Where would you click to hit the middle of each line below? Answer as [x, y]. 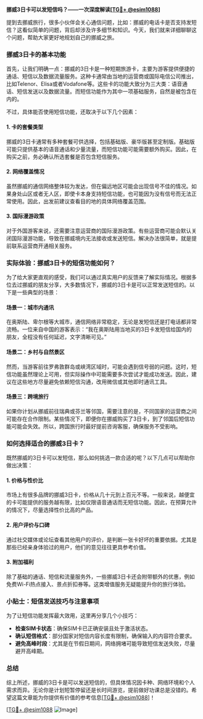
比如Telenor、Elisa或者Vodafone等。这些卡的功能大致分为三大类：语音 [94, 84]
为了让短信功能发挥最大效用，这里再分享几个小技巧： [72, 616]
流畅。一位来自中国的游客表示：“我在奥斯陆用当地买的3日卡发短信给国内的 [99, 329]
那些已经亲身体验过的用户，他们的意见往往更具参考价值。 [78, 547]
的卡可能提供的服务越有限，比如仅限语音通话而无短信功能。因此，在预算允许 [101, 502]
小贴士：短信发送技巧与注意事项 [53, 601]
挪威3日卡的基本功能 [36, 54]
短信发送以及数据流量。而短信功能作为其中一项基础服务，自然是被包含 [104, 92]
